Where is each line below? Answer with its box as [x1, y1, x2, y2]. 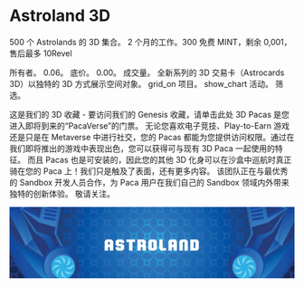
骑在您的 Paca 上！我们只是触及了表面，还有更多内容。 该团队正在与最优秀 [9, 165, 289, 177]
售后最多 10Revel [9, 47, 72, 59]
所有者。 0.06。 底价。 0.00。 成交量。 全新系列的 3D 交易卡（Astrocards [9, 67, 285, 78]
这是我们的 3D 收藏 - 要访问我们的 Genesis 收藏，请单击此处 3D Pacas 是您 [9, 109, 290, 120]
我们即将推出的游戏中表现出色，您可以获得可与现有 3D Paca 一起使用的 [9, 142, 276, 154]
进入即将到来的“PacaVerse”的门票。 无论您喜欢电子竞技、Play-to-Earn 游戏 [9, 120, 290, 131]
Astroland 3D [9, 5, 111, 26]
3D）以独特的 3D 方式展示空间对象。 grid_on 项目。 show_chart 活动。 [9, 78, 273, 89]
